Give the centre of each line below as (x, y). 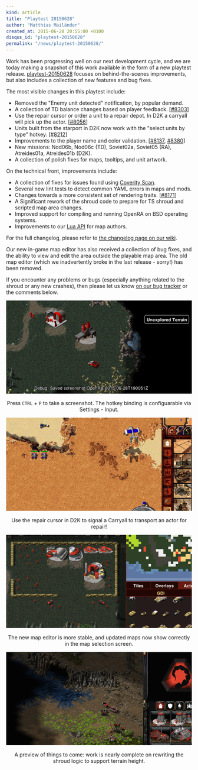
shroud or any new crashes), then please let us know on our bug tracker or (97, 286)
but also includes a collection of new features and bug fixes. (79, 80)
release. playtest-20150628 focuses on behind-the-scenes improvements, (96, 74)
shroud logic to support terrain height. (99, 761)
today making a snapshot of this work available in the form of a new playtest (99, 67)
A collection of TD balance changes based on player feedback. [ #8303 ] (102, 109)
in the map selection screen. (99, 644)
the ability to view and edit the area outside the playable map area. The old (97, 255)
